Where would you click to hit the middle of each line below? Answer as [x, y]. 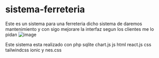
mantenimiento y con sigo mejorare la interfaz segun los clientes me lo [80, 29]
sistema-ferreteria [45, 9]
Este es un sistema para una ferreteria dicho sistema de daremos [74, 24]
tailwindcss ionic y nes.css [33, 50]
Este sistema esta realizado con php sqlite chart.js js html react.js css [78, 44]
